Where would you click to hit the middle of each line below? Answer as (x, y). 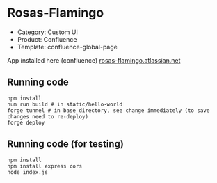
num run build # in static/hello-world (65, 104)
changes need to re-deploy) (48, 116)
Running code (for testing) (65, 144)
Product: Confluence (47, 39)
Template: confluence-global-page (67, 47)
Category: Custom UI (47, 32)
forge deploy (26, 122)
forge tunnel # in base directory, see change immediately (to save (108, 110)
